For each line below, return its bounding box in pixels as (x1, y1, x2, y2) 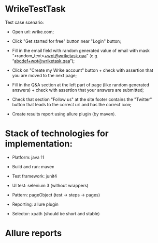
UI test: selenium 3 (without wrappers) (12, 182, 88, 188)
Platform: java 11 (12, 154, 44, 160)
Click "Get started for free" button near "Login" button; (12, 38, 122, 44)
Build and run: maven (12, 163, 55, 169)
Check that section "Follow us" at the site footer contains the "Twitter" (12, 96, 152, 102)
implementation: (5, 138, 73, 149)
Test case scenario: (5, 19, 44, 25)
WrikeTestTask (5, 3, 66, 15)
